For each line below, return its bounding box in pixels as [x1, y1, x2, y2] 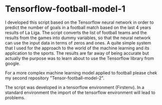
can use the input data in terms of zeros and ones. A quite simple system [5, 40, 151, 45]
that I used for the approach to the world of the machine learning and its [5, 45, 149, 51]
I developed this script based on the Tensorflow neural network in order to [5, 19, 154, 25]
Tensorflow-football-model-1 [5, 3, 126, 15]
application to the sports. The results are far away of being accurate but [5, 50, 149, 56]
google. [5, 60, 20, 66]
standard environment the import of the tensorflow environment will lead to [5, 90, 156, 95]
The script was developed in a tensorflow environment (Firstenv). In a [5, 84, 144, 90]
